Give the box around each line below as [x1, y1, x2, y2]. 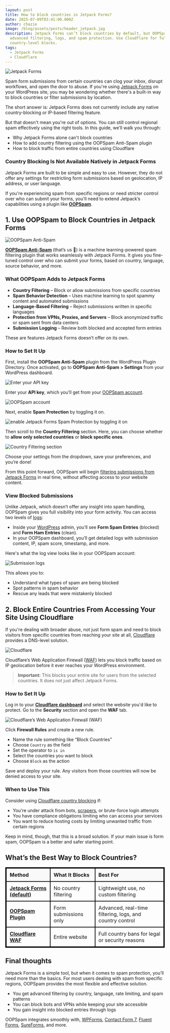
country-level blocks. [10, 41, 58, 46]
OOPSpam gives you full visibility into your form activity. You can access [5, 509, 156, 515]
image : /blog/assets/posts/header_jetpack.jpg [5, 26, 105, 31]
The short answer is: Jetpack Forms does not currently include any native [5, 104, 159, 110]
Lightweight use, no [98, 884, 145, 892]
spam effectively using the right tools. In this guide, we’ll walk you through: [5, 125, 161, 131]
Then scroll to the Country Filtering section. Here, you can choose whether [5, 429, 163, 435]
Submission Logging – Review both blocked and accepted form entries [12, 325, 162, 331]
